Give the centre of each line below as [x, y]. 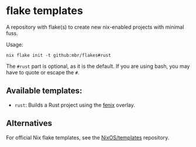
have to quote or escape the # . [43, 72]
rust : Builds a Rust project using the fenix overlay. [75, 105]
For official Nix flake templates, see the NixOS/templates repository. [88, 137]
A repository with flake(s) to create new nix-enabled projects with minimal [95, 27]
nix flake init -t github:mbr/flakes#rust [59, 55]
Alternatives [29, 123]
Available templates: [44, 91]
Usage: [15, 45]
